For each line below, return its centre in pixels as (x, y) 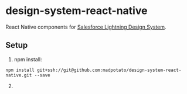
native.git (19, 75)
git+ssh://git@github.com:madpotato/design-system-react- (109, 70)
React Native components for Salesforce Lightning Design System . (86, 27)
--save (42, 75)
